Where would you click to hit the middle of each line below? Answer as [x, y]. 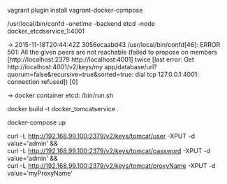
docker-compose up [37, 122]
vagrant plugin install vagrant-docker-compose [75, 10]
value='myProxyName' [40, 173]
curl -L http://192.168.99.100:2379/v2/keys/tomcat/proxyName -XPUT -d [111, 166]
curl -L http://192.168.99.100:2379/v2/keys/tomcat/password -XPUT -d [109, 151]
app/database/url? [131, 67]
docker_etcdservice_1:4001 [46, 31]
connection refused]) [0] [43, 82]
